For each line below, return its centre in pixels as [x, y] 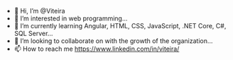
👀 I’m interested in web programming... [71, 18]
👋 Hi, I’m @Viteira [39, 11]
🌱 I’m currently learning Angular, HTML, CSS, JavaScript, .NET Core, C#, [120, 26]
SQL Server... [33, 33]
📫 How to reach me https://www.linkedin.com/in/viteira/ [97, 49]
